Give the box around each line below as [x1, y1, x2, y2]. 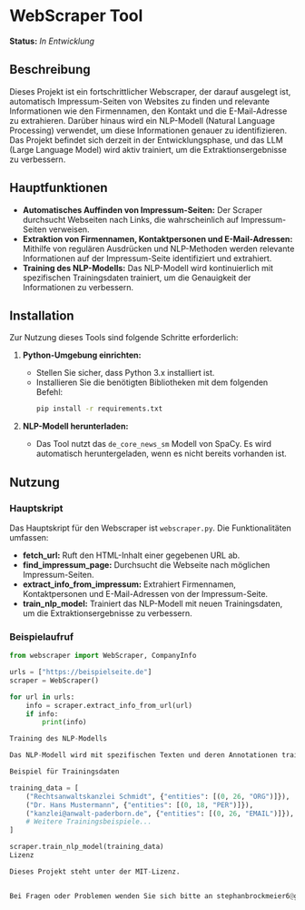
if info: [25, 709, 59, 719]
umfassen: [9, 531, 49, 542]
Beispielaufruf [9, 630, 74, 642]
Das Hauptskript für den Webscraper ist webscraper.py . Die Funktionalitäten [9, 522, 292, 533]
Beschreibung [9, 62, 91, 77]
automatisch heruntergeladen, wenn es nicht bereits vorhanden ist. [35, 448, 288, 460]
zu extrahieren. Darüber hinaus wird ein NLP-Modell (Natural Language [9, 115, 275, 126]
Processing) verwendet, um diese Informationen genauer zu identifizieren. [9, 125, 288, 136]
